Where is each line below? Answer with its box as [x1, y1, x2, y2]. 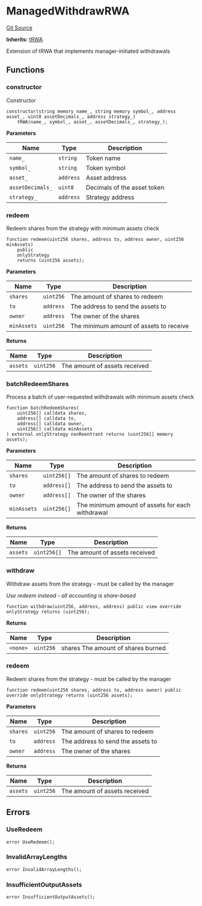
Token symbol [85, 164, 126, 172]
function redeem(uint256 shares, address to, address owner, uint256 [6, 236, 185, 242]
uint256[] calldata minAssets [17, 426, 93, 432]
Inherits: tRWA [6, 36, 43, 43]
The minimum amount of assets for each [76, 501, 191, 509]
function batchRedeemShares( [6, 405, 79, 411]
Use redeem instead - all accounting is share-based [6, 592, 136, 599]
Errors [6, 807, 30, 818]
